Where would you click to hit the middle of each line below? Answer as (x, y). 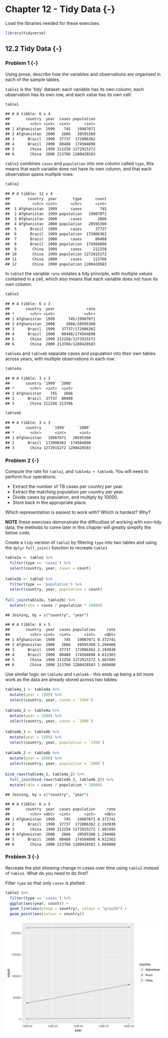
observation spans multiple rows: (40, 174)
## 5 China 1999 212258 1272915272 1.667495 (60, 660)
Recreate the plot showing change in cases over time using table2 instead (82, 868)
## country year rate (50, 309)
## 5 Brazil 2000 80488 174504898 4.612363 (60, 839)
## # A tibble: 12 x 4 (29, 194)
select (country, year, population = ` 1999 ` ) (57, 742)
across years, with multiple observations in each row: (60, 359)
